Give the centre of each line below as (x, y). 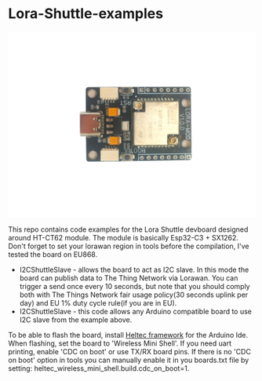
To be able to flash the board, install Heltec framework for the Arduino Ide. (128, 335)
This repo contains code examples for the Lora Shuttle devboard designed (128, 229)
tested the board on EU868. (53, 254)
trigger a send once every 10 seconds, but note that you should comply (135, 286)
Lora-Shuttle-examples (86, 14)
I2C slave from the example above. (76, 320)
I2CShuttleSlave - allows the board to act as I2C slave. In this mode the (134, 269)
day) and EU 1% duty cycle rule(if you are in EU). (98, 302)
